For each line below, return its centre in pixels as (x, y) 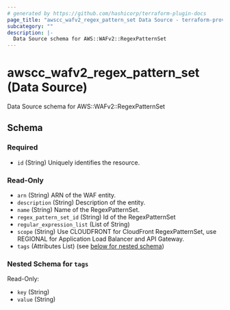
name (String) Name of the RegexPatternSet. (78, 210)
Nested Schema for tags (48, 263)
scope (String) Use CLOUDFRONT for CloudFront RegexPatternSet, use (117, 232)
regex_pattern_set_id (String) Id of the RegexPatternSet (96, 217)
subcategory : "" (30, 26)
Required (23, 147)
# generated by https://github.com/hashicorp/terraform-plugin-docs (107, 13)
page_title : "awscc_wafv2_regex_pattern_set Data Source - (93, 20)
